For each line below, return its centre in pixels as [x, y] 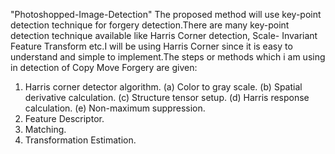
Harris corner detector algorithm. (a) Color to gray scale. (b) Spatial [163, 87]
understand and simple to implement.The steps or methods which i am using [168, 57]
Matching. [45, 129]
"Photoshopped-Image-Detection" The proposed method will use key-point [166, 14]
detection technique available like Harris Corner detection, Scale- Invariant [164, 35]
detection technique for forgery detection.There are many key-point [150, 25]
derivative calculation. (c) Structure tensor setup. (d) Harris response [167, 97]
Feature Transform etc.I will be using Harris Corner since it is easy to [151, 46]
